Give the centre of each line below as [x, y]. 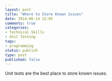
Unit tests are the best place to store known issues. [56, 73]
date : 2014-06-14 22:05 [29, 19]
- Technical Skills [25, 32]
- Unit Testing [20, 37]
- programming [19, 46]
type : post [16, 55]
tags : [10, 41]
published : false [23, 60]
